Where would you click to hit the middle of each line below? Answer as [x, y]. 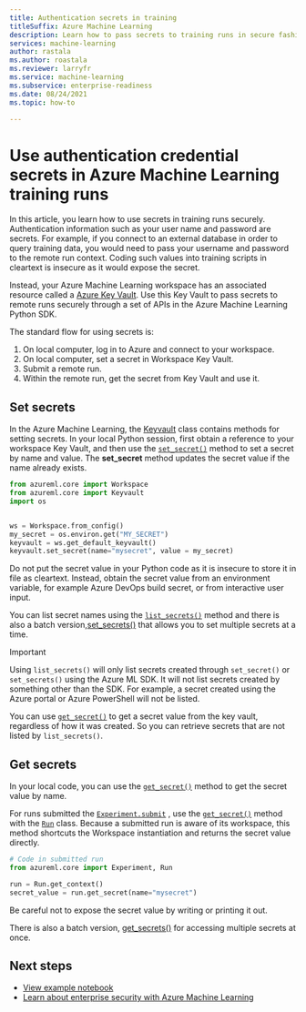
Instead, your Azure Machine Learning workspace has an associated [138, 285]
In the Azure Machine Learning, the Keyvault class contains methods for [145, 430]
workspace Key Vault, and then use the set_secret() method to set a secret [152, 449]
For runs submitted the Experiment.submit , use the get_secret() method [146, 814]
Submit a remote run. [62, 369]
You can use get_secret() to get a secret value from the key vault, [134, 716]
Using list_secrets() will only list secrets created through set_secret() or [150, 670]
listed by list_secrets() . [56, 736]
